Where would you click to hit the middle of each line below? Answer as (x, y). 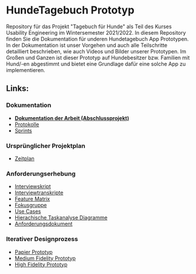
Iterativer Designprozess (42, 239)
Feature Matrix (32, 199)
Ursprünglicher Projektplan (46, 146)
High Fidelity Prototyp (41, 264)
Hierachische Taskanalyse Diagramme (61, 218)
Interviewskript (33, 187)
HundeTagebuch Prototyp (70, 10)
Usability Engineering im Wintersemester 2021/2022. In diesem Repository (96, 32)
